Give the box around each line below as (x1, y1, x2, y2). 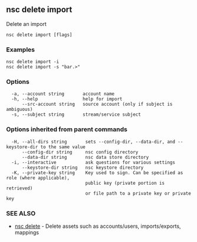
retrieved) (6, 185, 33, 191)
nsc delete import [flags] (6, 32, 73, 38)
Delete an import (6, 20, 47, 27)
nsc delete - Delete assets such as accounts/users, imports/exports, (14, 223, 181, 230)
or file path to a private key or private (85, 190, 192, 197)
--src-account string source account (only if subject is (21, 102, 173, 107)
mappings (14, 229, 40, 236)
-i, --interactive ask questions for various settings (11, 159, 176, 165)
